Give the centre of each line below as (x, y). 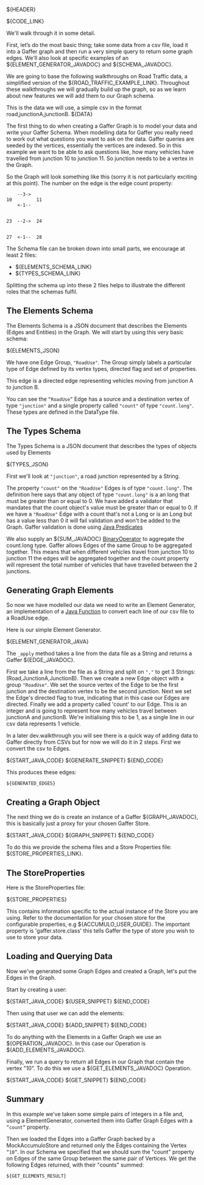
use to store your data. (35, 937)
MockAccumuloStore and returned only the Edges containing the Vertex (97, 1145)
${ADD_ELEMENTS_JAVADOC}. (46, 1050)
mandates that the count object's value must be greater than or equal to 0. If (102, 507)
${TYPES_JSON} (27, 464)
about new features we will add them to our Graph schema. (81, 96)
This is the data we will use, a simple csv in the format (74, 108)
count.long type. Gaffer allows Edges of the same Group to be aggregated (99, 545)
